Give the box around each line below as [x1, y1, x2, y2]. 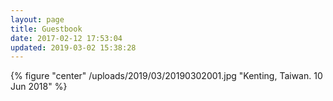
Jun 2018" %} [10, 81, 68, 93]
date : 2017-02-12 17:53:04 [10, 33, 123, 43]
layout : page [10, 14, 65, 25]
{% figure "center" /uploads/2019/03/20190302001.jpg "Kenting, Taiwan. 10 [10, 70, 323, 82]
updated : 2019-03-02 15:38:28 [10, 42, 137, 53]
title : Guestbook [10, 24, 83, 34]
